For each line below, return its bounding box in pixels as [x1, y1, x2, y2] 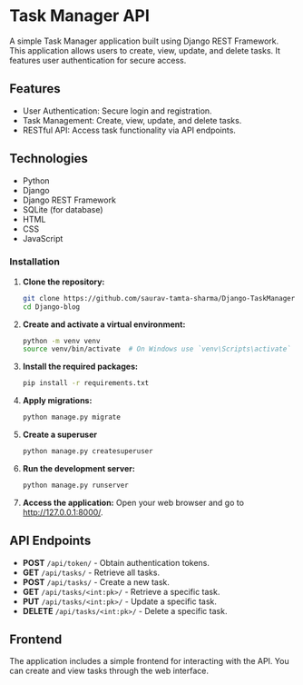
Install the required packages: [22, 361, 139, 372]
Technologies [9, 151, 89, 166]
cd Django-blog [22, 302, 81, 312]
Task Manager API [9, 5, 150, 26]
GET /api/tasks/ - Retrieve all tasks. [22, 567, 161, 578]
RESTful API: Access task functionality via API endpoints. [22, 124, 236, 135]
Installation [9, 255, 61, 268]
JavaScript [22, 233, 64, 243]
